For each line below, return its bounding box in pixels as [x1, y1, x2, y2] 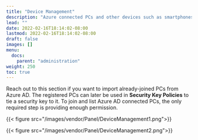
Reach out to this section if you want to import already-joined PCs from [6, 85, 179, 92]
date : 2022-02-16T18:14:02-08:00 [6, 25, 88, 31]
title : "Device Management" [6, 8, 75, 15]
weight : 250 [6, 63, 35, 70]
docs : [11, 53, 25, 58]
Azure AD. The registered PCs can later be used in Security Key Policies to [6, 92, 189, 99]
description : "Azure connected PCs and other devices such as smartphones [6, 14, 194, 20]
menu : [6, 47, 19, 53]
